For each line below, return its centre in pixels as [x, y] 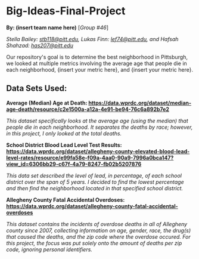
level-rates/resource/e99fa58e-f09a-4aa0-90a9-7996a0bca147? [90, 158]
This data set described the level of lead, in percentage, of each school [94, 175]
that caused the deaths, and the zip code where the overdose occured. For [98, 236]
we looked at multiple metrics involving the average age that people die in [97, 63]
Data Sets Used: [37, 89]
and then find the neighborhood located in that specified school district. [95, 188]
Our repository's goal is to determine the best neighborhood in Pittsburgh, [97, 57]
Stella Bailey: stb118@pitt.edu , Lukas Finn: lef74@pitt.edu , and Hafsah [92, 39]
